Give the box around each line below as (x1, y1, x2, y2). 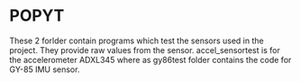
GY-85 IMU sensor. (9, 64, 80, 75)
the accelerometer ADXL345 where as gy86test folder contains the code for (9, 54, 292, 65)
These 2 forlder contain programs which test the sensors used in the (9, 35, 264, 46)
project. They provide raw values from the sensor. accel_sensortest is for (9, 44, 281, 55)
